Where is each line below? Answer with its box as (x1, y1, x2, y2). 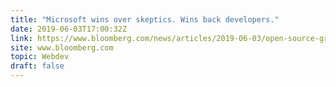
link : (10, 33, 33, 43)
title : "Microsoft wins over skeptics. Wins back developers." (10, 14, 280, 25)
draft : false (10, 61, 65, 71)
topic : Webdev (10, 52, 70, 62)
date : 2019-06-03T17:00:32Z (10, 24, 128, 34)
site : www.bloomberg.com (10, 42, 114, 53)
